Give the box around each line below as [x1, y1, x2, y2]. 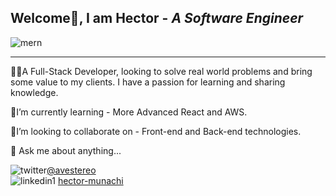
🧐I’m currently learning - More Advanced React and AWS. [10, 106, 248, 118]
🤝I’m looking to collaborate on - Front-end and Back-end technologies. [10, 125, 302, 137]
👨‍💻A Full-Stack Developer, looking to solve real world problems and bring [10, 65, 313, 77]
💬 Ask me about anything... [10, 144, 122, 156]
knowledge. [10, 86, 59, 98]
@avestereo [46, 164, 97, 176]
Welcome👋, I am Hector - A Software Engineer [10, 10, 304, 27]
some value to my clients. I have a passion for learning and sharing [10, 76, 286, 88]
